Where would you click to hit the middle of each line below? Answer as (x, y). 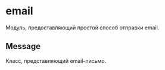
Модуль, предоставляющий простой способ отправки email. (82, 28)
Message (23, 46)
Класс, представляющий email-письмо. (56, 60)
